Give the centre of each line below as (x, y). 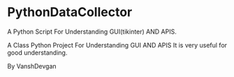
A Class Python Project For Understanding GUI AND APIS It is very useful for (117, 45)
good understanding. (37, 52)
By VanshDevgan (32, 66)
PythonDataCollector (70, 12)
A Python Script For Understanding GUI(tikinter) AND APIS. (92, 31)
